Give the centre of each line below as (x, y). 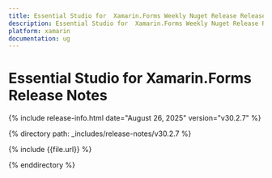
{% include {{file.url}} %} (50, 150)
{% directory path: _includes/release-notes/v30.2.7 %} (100, 133)
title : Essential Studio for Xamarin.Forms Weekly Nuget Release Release (137, 16)
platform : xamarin (39, 31)
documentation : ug (39, 38)
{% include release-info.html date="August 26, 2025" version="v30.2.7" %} (135, 118)
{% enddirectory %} (42, 165)
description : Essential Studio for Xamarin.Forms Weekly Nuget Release (134, 23)
